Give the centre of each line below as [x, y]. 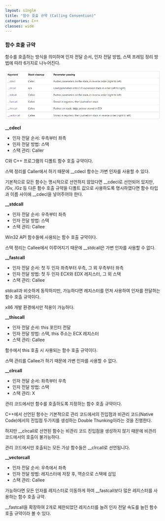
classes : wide [20, 26]
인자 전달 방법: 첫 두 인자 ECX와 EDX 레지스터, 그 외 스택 [66, 274]
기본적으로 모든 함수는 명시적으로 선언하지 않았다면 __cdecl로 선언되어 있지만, [80, 182]
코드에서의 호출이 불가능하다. [33, 437]
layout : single [21, 10]
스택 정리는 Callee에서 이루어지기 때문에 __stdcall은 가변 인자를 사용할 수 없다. [81, 248]
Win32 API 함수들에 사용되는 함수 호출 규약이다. [51, 237]
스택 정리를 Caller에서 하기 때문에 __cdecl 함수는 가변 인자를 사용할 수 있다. [78, 171]
